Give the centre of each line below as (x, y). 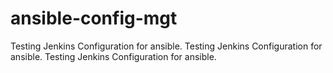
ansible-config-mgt (94, 18)
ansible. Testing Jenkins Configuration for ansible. (113, 56)
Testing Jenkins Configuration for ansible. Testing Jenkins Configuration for (166, 46)
